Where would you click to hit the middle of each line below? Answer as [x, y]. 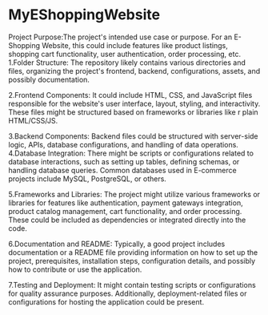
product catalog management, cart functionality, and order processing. [125, 211]
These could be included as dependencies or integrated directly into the [127, 220]
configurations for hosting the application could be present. [106, 301]
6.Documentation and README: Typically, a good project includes [117, 244]
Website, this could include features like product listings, [134, 45]
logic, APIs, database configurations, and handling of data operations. [123, 144]
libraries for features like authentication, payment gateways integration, [126, 203]
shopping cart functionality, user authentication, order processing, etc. [125, 54]
